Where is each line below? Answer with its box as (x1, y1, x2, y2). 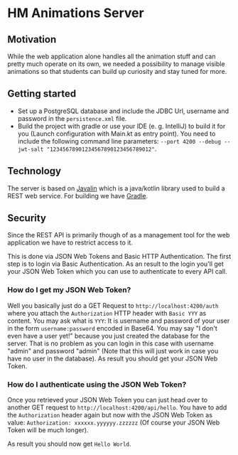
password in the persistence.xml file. (17, 114, 127, 122)
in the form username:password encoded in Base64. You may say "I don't (7, 323, 218, 332)
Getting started (7, 87, 77, 100)
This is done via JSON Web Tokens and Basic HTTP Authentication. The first (7, 252, 232, 261)
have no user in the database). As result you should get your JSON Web (7, 354, 218, 363)
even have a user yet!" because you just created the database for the (7, 331, 210, 340)
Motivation (7, 33, 57, 45)
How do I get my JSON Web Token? (7, 285, 131, 295)
